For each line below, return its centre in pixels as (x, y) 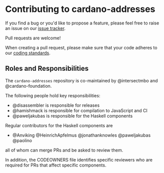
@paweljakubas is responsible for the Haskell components (73, 116)
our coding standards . (28, 53)
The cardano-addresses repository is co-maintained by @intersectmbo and (82, 80)
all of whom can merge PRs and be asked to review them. (64, 150)
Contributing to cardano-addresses (80, 9)
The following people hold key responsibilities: (53, 95)
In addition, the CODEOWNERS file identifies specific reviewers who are (79, 160)
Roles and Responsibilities (47, 69)
